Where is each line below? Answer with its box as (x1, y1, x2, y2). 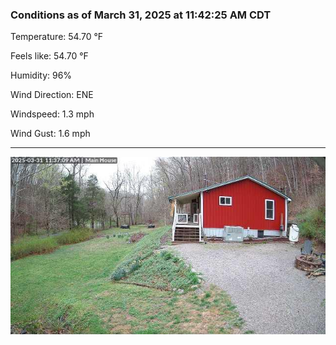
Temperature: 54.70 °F (10, 31, 104, 43)
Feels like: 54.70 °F (10, 50, 89, 62)
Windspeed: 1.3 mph (10, 108, 95, 120)
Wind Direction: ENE (10, 89, 94, 101)
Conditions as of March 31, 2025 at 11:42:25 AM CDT (10, 8, 272, 22)
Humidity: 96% (10, 69, 73, 82)
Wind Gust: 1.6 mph (10, 128, 91, 140)
